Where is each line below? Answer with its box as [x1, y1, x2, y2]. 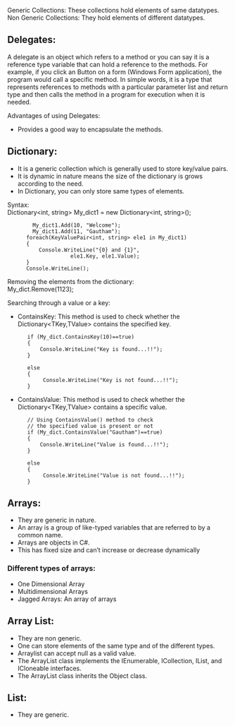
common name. [17, 531, 63, 540]
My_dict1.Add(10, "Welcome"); [32, 222, 121, 229]
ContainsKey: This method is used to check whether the [17, 312, 181, 321]
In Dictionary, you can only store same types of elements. [17, 186, 185, 195]
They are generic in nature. [17, 516, 96, 525]
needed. [7, 97, 32, 106]
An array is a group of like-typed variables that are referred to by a [17, 523, 211, 532]
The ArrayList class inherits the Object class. [17, 671, 148, 680]
